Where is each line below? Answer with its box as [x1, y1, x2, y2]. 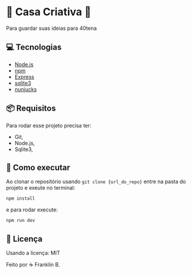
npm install [6, 196, 35, 201]
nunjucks [14, 85, 37, 93]
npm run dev [6, 218, 35, 224]
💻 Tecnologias [6, 42, 62, 52]
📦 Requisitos [6, 104, 56, 114]
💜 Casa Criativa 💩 [6, 5, 92, 19]
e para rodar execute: [6, 206, 59, 213]
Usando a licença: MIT [6, 249, 60, 256]
